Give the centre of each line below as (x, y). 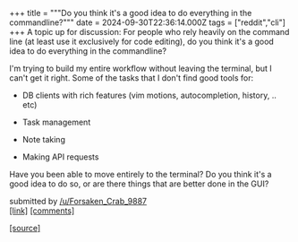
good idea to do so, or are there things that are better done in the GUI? (139, 184)
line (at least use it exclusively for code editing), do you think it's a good (142, 41)
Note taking (43, 139)
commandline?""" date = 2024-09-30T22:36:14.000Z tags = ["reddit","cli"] (148, 22)
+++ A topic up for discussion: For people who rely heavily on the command (149, 32)
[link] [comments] (42, 211)
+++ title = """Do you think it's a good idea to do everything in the (131, 13)
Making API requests (60, 157)
